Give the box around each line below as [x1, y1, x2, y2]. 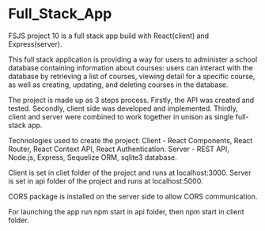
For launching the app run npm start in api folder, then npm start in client [8, 206, 244, 216]
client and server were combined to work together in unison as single [8, 112, 234, 121]
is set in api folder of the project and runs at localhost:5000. [8, 176, 203, 186]
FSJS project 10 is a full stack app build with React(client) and [8, 31, 210, 40]
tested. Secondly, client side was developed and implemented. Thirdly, [8, 104, 239, 113]
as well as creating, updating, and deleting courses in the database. [8, 80, 229, 89]
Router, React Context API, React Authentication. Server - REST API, [8, 144, 229, 153]
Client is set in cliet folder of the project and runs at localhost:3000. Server [8, 168, 252, 177]
